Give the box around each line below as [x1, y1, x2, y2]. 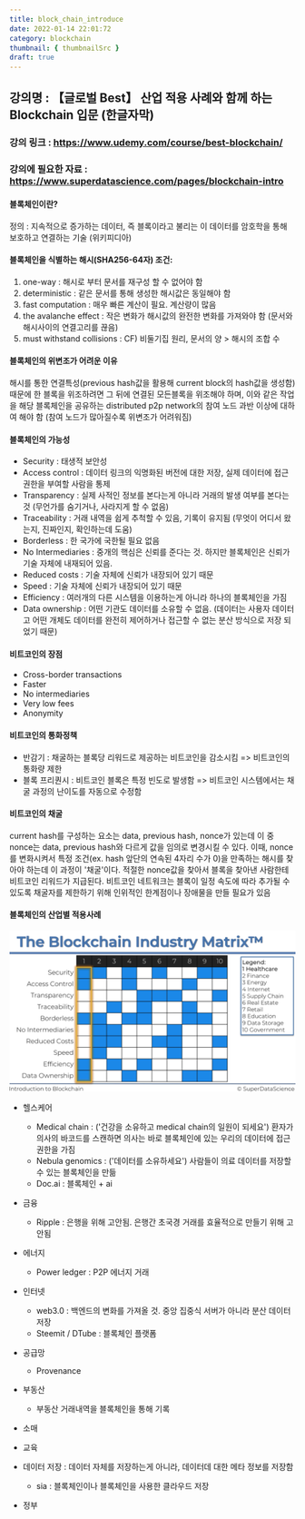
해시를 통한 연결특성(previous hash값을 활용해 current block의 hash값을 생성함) [9, 377, 296, 388]
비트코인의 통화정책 [9, 729, 78, 740]
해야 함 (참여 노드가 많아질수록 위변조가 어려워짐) [18, 411, 192, 422]
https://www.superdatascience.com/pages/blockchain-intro [9, 175, 284, 188]
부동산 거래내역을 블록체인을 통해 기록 [35, 1403, 171, 1414]
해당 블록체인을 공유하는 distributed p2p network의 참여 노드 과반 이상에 [18, 399, 279, 410]
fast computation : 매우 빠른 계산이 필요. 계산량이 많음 [22, 299, 217, 310]
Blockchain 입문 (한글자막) [9, 107, 154, 123]
